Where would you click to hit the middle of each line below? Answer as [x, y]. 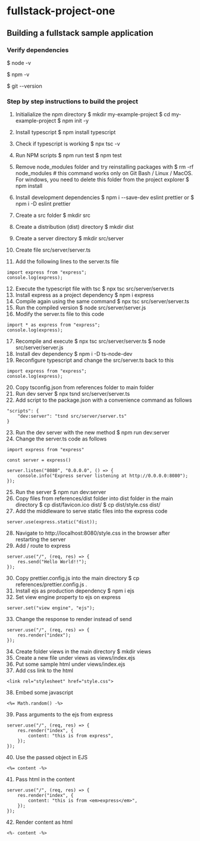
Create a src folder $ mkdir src [53, 215]
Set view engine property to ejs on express [68, 597]
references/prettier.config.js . [51, 585]
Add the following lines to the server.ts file [67, 262]
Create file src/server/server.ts [53, 250]
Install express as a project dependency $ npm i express [85, 295]
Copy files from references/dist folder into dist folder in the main [94, 498]
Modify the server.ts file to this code [60, 314]
